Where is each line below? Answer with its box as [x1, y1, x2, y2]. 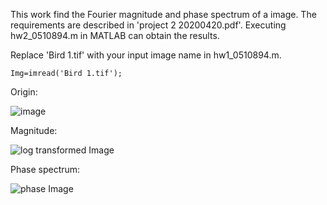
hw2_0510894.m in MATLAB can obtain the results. [10, 30, 220, 41]
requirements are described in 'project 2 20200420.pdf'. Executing [10, 19, 287, 31]
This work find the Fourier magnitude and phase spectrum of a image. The [10, 9, 317, 20]
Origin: [10, 86, 38, 98]
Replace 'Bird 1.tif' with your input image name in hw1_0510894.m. [10, 49, 282, 61]
